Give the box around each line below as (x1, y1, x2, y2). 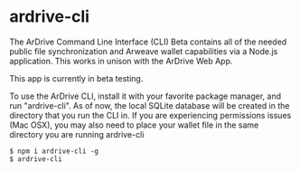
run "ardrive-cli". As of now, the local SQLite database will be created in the (9, 100, 290, 110)
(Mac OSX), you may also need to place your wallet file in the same (9, 119, 259, 130)
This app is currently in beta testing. (9, 72, 144, 83)
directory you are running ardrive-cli (9, 129, 145, 139)
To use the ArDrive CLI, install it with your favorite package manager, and (9, 91, 282, 101)
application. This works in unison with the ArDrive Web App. (9, 55, 233, 66)
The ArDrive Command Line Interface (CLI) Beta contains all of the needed (9, 36, 287, 47)
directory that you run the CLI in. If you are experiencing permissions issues (9, 110, 292, 120)
